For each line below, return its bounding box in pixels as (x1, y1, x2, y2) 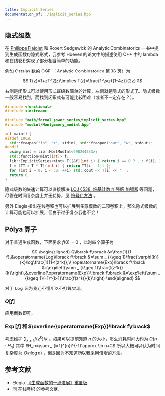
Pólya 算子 (5, 225, 37, 233)
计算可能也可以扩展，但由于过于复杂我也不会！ (5, 209, 100, 215)
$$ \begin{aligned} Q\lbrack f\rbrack (31, 249, 107, 255)
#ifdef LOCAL (5, 136, 32, 141)
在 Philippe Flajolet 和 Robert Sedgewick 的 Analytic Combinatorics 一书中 (5, 45, 155, 51)
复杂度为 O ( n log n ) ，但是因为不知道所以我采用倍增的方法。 (5, 350, 125, 356)
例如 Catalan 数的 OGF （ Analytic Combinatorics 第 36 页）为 (5, 68, 131, 74)
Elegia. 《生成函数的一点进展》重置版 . (12, 379, 89, 385)
